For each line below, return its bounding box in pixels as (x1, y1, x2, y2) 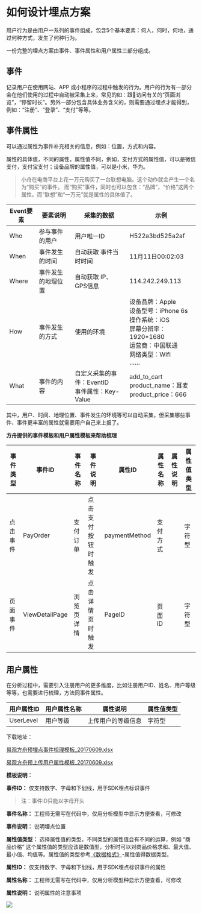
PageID (104, 610, 125, 619)
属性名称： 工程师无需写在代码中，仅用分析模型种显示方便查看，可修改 (6, 877, 182, 884)
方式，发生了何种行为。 (22, 34, 80, 41)
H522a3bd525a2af (129, 232, 185, 240)
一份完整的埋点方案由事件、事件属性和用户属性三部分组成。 (6, 46, 154, 54)
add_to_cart (129, 372, 163, 380)
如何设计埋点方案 (6, 5, 91, 19)
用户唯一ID (75, 232, 105, 240)
